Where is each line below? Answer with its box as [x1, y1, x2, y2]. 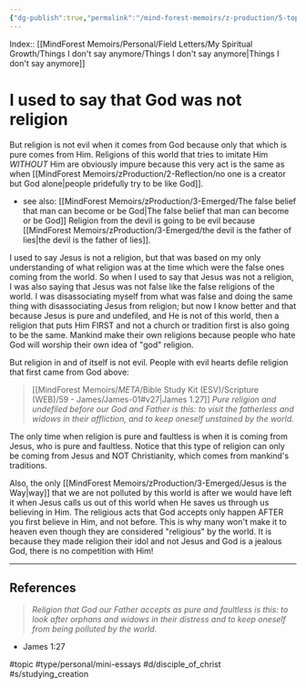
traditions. [9, 459, 47, 470]
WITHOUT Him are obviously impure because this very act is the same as [9, 159, 285, 169]
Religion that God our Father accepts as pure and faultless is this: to [31, 604, 289, 615]
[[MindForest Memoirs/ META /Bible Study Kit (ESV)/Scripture [31, 384, 260, 395]
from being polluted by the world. [31, 623, 158, 634]
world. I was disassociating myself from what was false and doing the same [9, 291, 293, 302]
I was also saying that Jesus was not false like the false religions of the [9, 281, 275, 292]
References [9, 580, 76, 595]
